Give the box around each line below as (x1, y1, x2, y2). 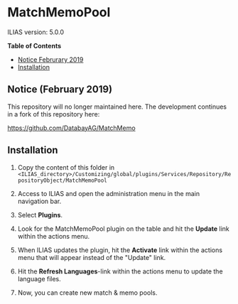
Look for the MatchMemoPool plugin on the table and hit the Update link (17, 224, 229, 233)
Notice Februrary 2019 (17, 55, 84, 64)
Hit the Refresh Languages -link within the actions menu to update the (17, 267, 223, 276)
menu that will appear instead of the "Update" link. (17, 253, 166, 261)
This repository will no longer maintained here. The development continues (7, 102, 227, 111)
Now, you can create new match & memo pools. (17, 288, 158, 297)
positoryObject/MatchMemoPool (17, 177, 108, 184)
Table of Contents (7, 41, 62, 50)
